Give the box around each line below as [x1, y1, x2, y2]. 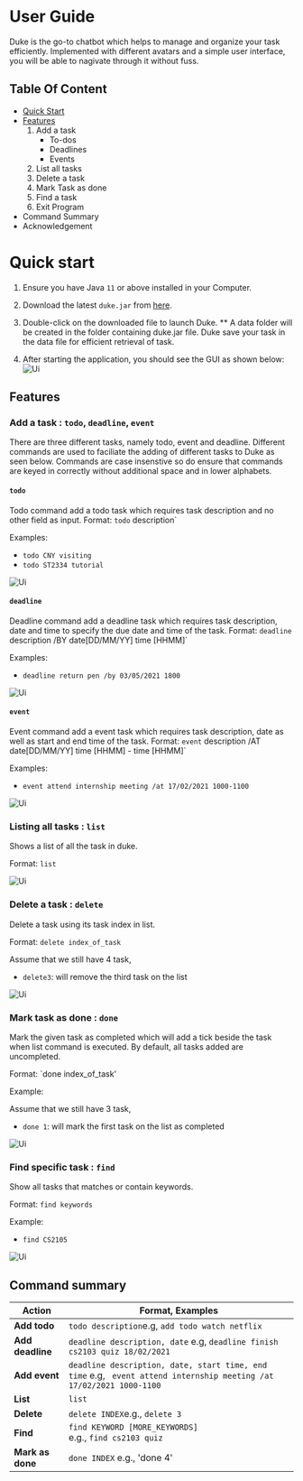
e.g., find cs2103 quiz [68, 1430, 164, 1443]
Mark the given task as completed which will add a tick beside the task [9, 1032, 272, 1042]
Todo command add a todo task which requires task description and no [9, 504, 275, 515]
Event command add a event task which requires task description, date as [9, 726, 284, 736]
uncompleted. [9, 1051, 61, 1061]
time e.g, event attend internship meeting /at [68, 1369, 274, 1382]
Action [22, 1304, 51, 1317]
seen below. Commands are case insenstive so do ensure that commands [9, 456, 283, 467]
